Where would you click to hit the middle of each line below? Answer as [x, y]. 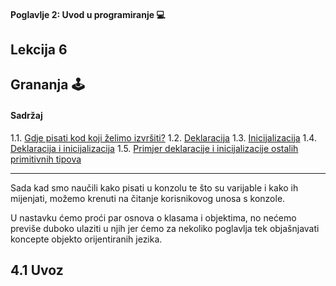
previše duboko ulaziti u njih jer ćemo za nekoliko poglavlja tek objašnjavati [165, 228]
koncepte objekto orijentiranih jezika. [86, 239]
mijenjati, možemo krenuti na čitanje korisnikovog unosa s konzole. [148, 198]
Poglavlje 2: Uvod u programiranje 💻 [88, 14]
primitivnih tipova [46, 159]
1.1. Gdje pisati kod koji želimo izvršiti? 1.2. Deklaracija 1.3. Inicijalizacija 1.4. [163, 137]
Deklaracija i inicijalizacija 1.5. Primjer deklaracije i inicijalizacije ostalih [154, 148]
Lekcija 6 [39, 49]
